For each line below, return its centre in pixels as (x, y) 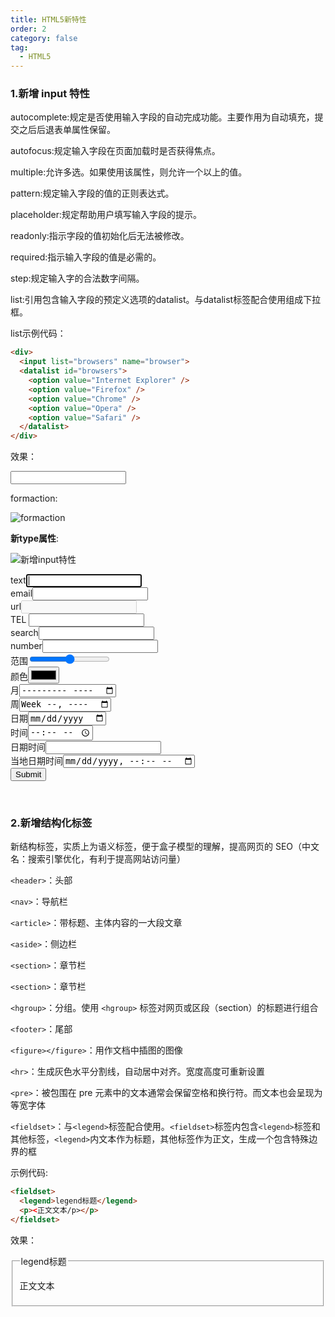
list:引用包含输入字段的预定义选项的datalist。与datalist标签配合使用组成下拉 (166, 300)
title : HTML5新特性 (48, 19)
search (24, 633)
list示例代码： (38, 333)
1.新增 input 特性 (50, 94)
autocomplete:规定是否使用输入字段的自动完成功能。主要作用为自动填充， (162, 117)
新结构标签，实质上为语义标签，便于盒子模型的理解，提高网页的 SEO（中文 (165, 847)
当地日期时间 (36, 760)
